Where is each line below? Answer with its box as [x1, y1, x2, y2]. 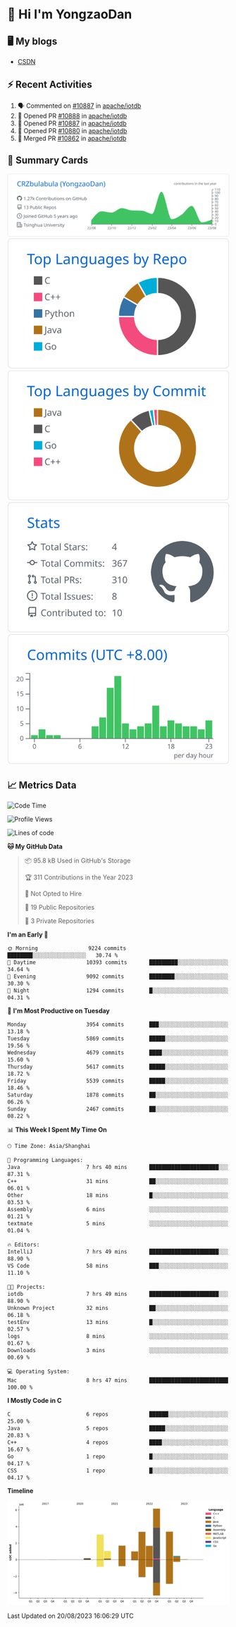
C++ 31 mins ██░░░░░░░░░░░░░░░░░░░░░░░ [7, 1178, 229, 1185]
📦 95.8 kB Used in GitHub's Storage [24, 856, 131, 865]
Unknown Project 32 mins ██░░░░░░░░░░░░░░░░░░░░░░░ [7, 1305, 229, 1312]
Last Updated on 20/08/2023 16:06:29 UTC [7, 1611, 134, 1620]
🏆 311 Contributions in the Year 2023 [24, 873, 134, 881]
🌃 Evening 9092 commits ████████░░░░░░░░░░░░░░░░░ [7, 973, 229, 980]
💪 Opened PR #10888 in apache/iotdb [17, 111, 128, 120]
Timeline [7, 1487, 34, 1495]
